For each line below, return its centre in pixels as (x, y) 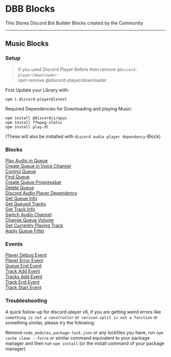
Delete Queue (20, 187)
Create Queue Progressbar (34, 182)
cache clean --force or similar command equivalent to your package (78, 338)
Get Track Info (20, 209)
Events (14, 244)
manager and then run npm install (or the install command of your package (85, 343)
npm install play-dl (27, 127)
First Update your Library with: (37, 90)
